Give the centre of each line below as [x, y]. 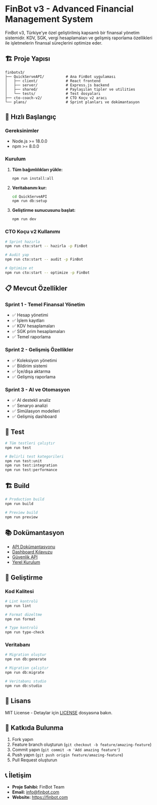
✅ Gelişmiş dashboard [34, 417]
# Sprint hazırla [23, 242]
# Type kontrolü [21, 628]
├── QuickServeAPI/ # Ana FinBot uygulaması [61, 77]
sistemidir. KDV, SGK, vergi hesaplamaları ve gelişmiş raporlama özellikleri [79, 38]
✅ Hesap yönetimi [30, 315]
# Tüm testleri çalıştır [30, 443]
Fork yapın [23, 740]
